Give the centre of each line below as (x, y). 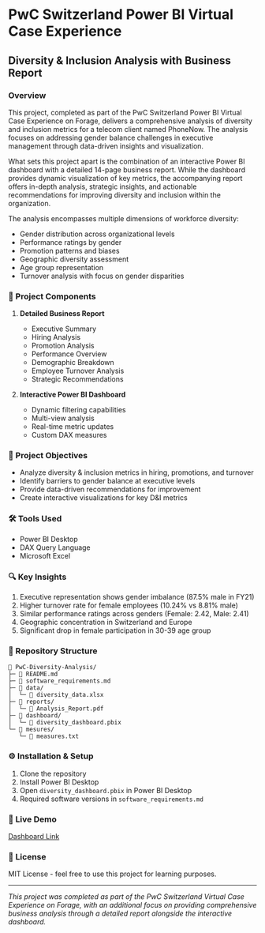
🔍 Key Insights (37, 577)
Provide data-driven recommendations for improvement (110, 489)
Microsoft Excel (45, 555)
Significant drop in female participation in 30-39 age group (115, 630)
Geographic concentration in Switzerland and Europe (106, 623)
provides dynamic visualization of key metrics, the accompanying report (125, 178)
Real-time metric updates (73, 427)
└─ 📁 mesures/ (32, 730)
